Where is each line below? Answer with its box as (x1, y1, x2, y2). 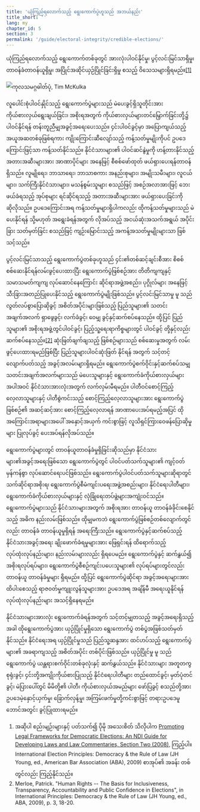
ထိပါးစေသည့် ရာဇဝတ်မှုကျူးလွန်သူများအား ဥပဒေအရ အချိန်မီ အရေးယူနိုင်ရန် (6, 585, 184, 592)
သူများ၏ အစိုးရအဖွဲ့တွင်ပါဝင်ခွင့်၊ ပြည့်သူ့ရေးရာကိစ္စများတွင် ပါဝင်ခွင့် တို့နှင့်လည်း (6, 325, 191, 332)
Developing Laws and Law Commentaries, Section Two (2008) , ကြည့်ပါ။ (14, 741, 192, 747)
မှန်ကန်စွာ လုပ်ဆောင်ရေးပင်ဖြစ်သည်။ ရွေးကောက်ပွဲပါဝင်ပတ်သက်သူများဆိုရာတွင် (6, 470, 192, 476)
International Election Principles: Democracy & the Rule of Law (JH (14, 750, 179, 758)
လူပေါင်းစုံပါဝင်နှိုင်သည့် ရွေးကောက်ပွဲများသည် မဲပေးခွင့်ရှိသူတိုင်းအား (6, 100, 164, 107)
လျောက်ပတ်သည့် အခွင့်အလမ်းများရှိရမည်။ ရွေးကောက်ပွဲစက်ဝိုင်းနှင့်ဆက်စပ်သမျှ (6, 360, 190, 367)
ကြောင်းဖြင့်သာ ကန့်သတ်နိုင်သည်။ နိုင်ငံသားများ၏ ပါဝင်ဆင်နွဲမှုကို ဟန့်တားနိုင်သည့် (6, 146, 195, 153)
